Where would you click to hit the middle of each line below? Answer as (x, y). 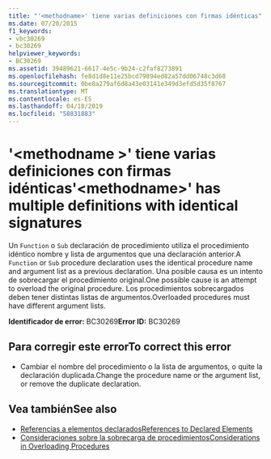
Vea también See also (63, 409)
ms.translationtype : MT (49, 91)
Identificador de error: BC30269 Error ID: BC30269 (94, 321)
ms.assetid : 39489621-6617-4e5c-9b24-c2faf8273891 (95, 69)
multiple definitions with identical (123, 206)
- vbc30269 (27, 39)
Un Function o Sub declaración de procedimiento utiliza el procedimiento (129, 245)
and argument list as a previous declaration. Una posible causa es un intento (135, 271)
